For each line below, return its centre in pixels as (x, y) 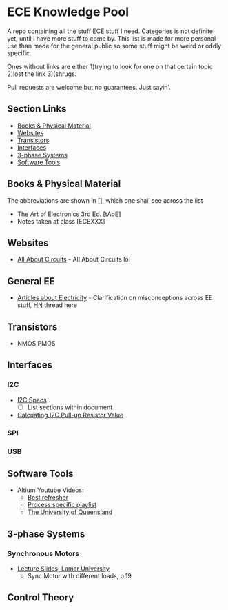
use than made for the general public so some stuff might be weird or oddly (114, 46)
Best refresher (48, 498)
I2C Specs (32, 400)
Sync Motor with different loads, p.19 (80, 576)
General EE (31, 281)
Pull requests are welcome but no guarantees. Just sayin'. (89, 87)
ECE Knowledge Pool (68, 12)
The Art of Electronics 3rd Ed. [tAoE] (69, 214)
